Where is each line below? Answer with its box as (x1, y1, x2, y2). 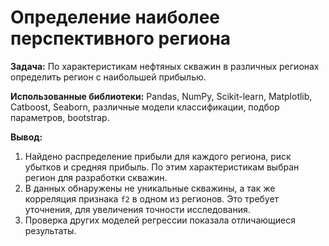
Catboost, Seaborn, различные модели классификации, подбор (10, 101, 280, 113)
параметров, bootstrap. (10, 111, 110, 123)
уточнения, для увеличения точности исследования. (24, 203, 251, 215)
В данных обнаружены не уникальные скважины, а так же (24, 182, 276, 194)
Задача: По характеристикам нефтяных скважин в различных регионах (10, 60, 320, 72)
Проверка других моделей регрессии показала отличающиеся (24, 214, 296, 226)
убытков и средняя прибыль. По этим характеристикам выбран (24, 161, 300, 173)
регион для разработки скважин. (24, 171, 168, 183)
